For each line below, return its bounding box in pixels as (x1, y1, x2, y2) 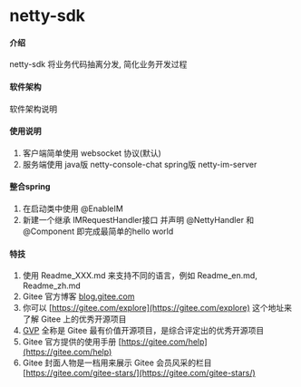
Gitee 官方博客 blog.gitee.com (22, 291, 135, 302)
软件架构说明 (9, 103, 57, 114)
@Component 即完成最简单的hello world (22, 226, 174, 237)
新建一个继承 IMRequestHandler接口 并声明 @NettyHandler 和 (22, 215, 255, 225)
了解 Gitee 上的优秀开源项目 (22, 314, 127, 324)
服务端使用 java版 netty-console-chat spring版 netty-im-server (22, 159, 257, 169)
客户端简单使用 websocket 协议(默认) (22, 147, 161, 159)
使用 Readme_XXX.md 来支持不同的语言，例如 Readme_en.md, (22, 270, 258, 281)
